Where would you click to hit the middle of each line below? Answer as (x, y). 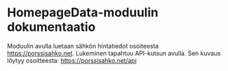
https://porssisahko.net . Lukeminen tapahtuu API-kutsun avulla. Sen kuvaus (114, 53)
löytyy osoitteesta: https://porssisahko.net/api (72, 60)
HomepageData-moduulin (83, 13)
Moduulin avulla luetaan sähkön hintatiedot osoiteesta (83, 46)
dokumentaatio (51, 27)
